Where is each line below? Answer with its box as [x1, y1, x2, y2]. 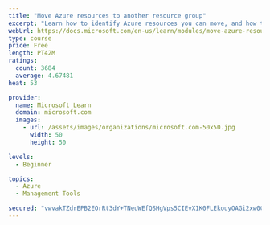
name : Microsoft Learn [15, 101, 92, 109]
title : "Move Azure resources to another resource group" [8, 11, 207, 20]
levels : [8, 153, 35, 161]
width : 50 [29, 131, 63, 139]
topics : [8, 174, 35, 183]
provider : [8, 93, 42, 101]
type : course [8, 34, 52, 43]
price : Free [8, 42, 48, 50]
